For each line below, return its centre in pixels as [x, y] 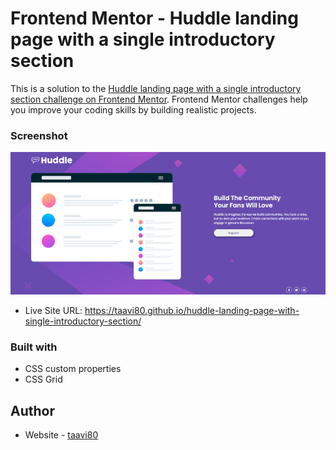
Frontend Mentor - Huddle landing [154, 18]
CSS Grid [43, 379]
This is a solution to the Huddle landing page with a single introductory [156, 88]
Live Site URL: [53, 310]
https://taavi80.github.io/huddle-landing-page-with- [192, 310]
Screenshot [39, 135]
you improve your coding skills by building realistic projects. [133, 109]
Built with [34, 347]
